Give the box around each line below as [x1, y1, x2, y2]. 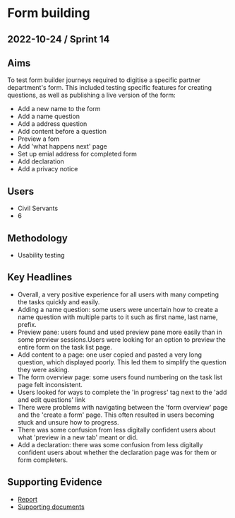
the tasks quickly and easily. [17, 297, 100, 306]
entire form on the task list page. [17, 343, 113, 351]
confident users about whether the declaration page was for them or [17, 448, 217, 456]
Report [17, 495, 37, 503]
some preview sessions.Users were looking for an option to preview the [17, 335, 226, 344]
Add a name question [17, 112, 80, 121]
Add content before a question [17, 127, 107, 136]
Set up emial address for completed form [17, 150, 138, 159]
